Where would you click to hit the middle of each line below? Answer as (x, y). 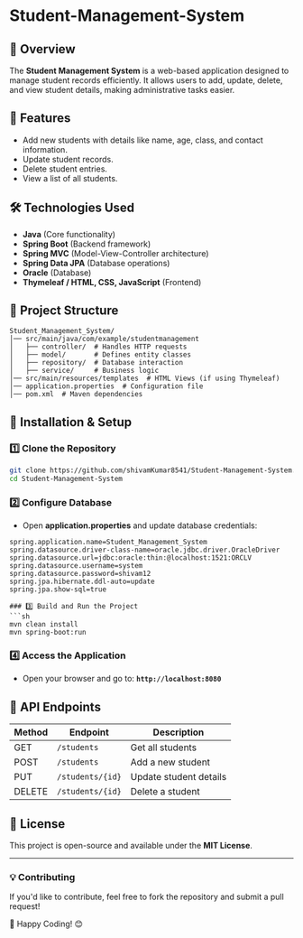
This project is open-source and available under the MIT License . (131, 846)
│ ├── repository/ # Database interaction (96, 363)
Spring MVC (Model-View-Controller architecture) (115, 253)
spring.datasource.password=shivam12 (80, 574)
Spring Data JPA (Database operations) (96, 263)
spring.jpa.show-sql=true (58, 590)
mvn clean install (44, 625)
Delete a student (165, 792)
